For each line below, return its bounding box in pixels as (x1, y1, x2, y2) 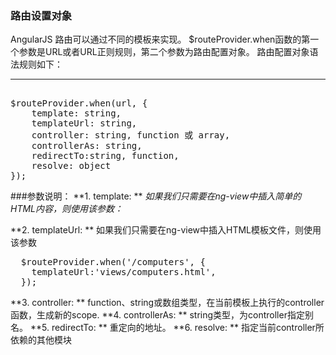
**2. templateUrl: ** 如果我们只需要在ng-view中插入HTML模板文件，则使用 (10, 224, 322, 236)
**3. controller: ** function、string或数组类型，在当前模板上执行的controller (10, 297, 325, 309)
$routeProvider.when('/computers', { (20, 257, 206, 268)
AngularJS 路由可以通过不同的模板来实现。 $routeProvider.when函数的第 (10, 33, 311, 46)
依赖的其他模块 (10, 334, 72, 346)
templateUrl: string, (31, 118, 138, 129)
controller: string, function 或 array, (31, 130, 231, 141)
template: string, (31, 108, 122, 119)
